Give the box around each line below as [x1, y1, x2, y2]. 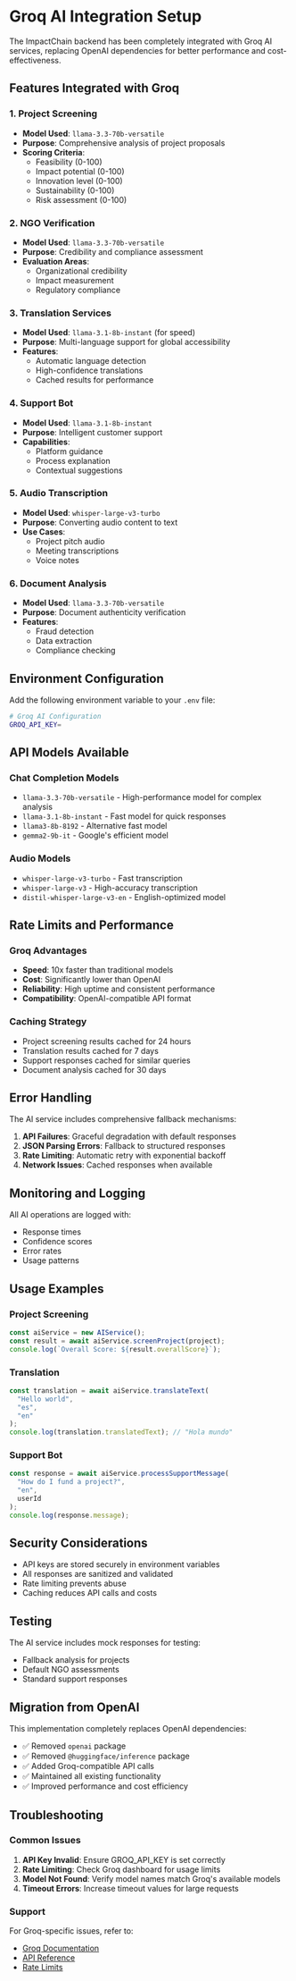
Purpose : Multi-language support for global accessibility [21, 337, 231, 348]
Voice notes [35, 554, 80, 565]
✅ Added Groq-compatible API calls [21, 1761, 154, 1772]
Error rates [21, 1245, 62, 1257]
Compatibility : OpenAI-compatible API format [21, 993, 192, 1004]
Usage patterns [21, 1255, 80, 1266]
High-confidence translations [35, 365, 144, 376]
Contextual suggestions [35, 465, 123, 476]
